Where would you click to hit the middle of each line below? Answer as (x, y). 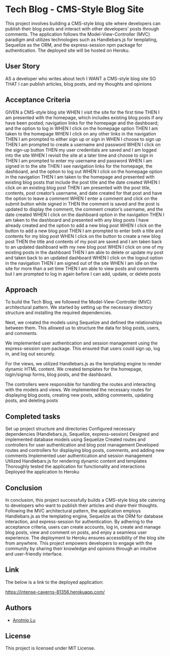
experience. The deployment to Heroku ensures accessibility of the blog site (85, 538)
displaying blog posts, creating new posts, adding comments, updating (79, 395)
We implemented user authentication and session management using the (81, 343)
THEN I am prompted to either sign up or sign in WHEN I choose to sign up (83, 139)
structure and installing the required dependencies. (59, 313)
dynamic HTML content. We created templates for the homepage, (74, 369)
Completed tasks (33, 416)
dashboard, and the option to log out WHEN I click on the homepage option (84, 171)
